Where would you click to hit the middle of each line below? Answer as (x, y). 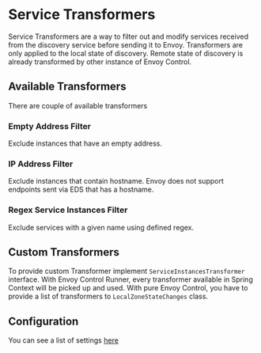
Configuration (43, 321)
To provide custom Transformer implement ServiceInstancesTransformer (127, 271)
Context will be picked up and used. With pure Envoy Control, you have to (128, 288)
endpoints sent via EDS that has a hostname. (81, 190)
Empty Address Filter (49, 126)
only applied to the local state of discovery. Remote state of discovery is (126, 53)
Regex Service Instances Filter (68, 210)
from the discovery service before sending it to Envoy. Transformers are (126, 44)
